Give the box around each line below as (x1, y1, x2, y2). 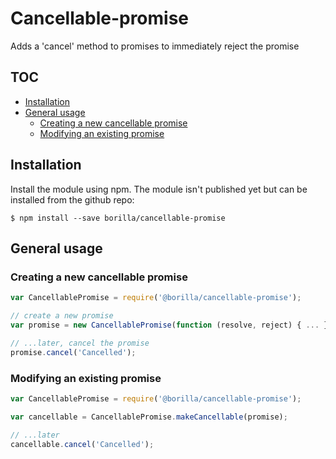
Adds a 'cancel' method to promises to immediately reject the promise (10, 40, 300, 52)
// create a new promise (10, 311, 114, 321)
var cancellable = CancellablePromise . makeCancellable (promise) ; (10, 412, 288, 422)
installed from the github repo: (10, 193, 135, 206)
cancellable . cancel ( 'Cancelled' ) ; (10, 439, 155, 449)
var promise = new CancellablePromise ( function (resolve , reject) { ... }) (10, 320, 333, 330)
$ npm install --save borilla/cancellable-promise (10, 213, 226, 223)
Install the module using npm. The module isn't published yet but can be (10, 183, 308, 195)
